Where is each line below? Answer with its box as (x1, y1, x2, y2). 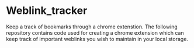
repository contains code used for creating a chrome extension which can (6, 29, 184, 36)
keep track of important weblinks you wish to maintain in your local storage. (6, 35, 189, 42)
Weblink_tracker (6, 4, 88, 17)
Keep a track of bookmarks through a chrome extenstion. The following (6, 23, 178, 30)
